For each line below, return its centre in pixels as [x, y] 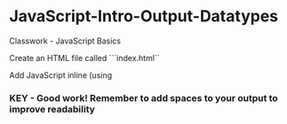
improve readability [52, 109]
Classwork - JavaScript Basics [65, 41]
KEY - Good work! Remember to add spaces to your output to [143, 97]
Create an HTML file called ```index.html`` [84, 58]
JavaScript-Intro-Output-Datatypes [143, 16]
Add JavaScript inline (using [61, 75]
